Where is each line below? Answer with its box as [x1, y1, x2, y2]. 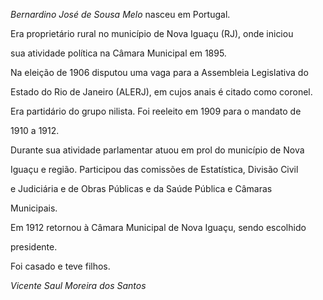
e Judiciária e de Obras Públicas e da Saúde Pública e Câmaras [10, 183, 273, 194]
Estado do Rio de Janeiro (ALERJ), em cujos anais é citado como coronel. [10, 86, 313, 98]
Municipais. [10, 202, 58, 214]
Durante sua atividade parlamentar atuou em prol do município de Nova [10, 144, 305, 156]
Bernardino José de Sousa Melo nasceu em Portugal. [10, 9, 231, 20]
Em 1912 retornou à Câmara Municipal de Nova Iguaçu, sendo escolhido [10, 222, 307, 233]
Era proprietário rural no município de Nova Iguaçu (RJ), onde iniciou [10, 28, 294, 39]
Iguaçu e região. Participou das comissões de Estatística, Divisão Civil [10, 164, 299, 175]
